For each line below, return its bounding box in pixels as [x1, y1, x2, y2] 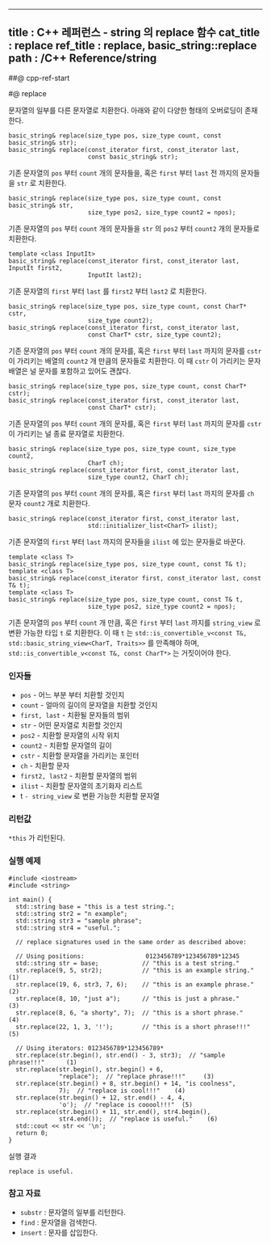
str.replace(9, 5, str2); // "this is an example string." [15, 966, 254, 974]
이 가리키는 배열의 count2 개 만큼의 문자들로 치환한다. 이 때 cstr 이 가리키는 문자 [8, 356, 261, 365]
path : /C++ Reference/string [8, 52, 157, 65]
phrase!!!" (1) [8, 1058, 78, 1066]
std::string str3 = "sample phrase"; [15, 917, 143, 925]
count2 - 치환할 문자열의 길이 [19, 741, 112, 750]
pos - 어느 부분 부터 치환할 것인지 [19, 690, 125, 700]
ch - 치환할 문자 [19, 761, 70, 770]
